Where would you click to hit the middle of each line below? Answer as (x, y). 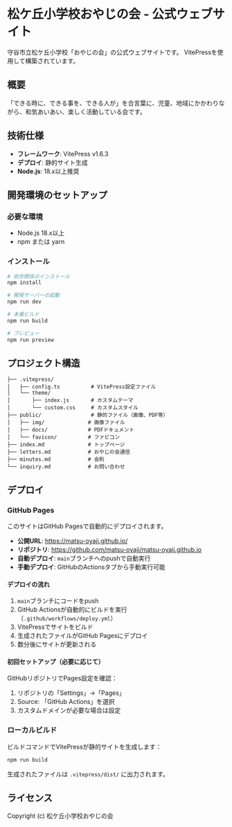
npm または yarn (41, 242)
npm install (24, 283)
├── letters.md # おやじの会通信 (69, 452)
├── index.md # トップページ (66, 445)
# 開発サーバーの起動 (34, 295)
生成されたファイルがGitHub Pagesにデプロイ (82, 636)
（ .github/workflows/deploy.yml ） (67, 619)
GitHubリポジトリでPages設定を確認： (62, 678)
